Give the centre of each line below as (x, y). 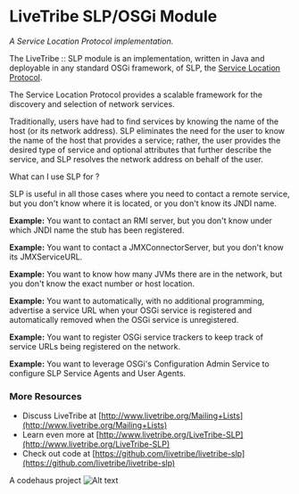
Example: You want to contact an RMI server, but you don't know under (141, 220)
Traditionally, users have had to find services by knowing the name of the (144, 121)
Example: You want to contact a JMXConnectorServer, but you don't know (146, 247)
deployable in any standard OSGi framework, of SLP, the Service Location (145, 68)
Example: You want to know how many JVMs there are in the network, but (146, 274)
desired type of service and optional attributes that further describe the (141, 150)
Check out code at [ (58, 454)
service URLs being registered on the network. (95, 346)
